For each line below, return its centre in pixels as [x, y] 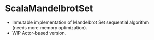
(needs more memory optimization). [49, 27]
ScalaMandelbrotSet [49, 9]
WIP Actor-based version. [39, 33]
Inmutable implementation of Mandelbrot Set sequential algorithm [81, 22]
